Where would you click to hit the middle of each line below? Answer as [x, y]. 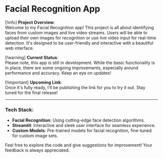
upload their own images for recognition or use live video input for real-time [81, 38]
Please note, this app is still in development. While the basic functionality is [80, 63]
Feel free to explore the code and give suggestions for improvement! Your [79, 145]
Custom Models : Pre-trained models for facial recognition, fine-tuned [82, 131]
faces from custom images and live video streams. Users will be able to [76, 32]
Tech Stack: [19, 110]
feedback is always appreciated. [37, 150]
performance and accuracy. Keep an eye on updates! [58, 73]
